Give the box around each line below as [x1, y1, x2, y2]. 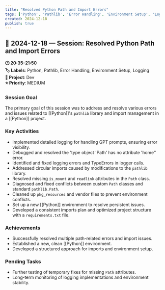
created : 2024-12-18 [5, 16, 48, 21]
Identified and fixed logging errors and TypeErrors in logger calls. [12, 160, 145, 166]
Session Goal [5, 94, 37, 101]
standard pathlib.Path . [12, 186, 59, 192]
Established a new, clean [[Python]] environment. [12, 240, 112, 246]
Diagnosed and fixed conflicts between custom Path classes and [12, 181, 143, 186]
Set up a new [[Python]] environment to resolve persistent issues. [12, 202, 145, 208]
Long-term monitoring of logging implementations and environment [12, 274, 149, 280]
